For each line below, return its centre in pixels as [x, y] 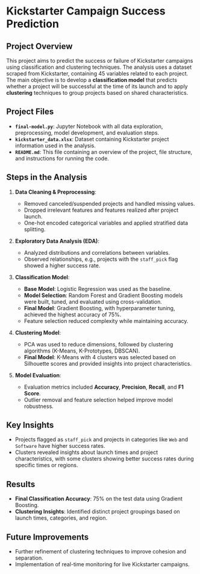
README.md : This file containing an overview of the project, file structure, [104, 151]
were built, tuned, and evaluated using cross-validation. [93, 301]
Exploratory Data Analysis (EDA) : [57, 241]
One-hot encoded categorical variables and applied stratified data [106, 223]
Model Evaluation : [38, 375]
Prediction [33, 24]
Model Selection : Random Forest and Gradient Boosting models [103, 295]
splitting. [35, 229]
